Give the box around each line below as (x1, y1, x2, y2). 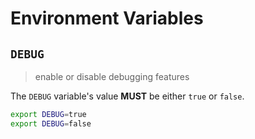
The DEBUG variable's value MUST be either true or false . (10, 90, 245, 102)
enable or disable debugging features (34, 71, 190, 82)
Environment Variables (10, 7, 204, 30)
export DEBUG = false (10, 118, 92, 129)
